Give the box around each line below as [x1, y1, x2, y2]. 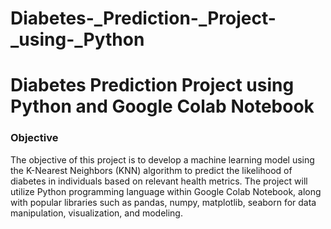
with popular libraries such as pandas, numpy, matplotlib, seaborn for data [10, 196, 317, 208]
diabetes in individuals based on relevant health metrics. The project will [10, 175, 308, 187]
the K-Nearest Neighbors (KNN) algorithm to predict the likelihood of [10, 164, 293, 176]
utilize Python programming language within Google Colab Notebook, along [10, 185, 322, 197]
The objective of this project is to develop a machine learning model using [10, 153, 315, 166]
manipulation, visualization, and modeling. [10, 207, 183, 219]
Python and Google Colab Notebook [10, 95, 315, 118]
